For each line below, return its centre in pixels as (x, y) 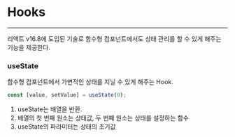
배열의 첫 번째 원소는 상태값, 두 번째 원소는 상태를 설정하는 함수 (103, 118)
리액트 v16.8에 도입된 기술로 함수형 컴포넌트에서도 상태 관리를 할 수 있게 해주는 (114, 38)
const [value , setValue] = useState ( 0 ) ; (67, 95)
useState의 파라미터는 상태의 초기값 (67, 127)
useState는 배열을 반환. (50, 109)
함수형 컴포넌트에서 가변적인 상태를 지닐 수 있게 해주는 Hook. (90, 82)
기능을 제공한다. (29, 47)
